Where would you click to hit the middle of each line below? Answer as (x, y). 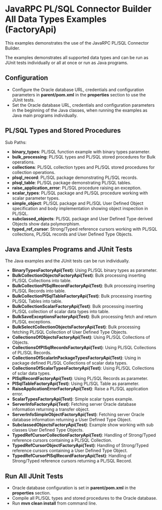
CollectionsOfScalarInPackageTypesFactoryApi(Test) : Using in (76, 358)
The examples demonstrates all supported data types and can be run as (77, 57)
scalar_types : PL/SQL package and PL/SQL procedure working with (80, 193)
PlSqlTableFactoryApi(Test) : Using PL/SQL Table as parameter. (76, 383)
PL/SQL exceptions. (32, 322)
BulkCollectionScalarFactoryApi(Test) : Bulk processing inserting (78, 306)
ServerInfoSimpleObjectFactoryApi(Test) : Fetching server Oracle (78, 414)
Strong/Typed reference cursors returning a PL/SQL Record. (72, 461)
